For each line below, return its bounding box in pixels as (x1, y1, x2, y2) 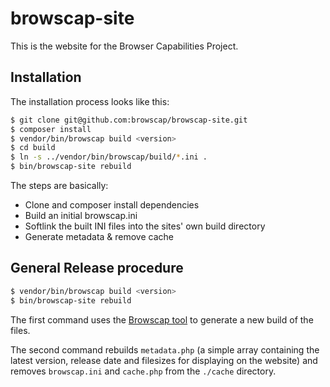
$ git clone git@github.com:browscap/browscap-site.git (10, 115, 248, 125)
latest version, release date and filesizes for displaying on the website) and (10, 354, 318, 366)
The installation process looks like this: (10, 95, 170, 107)
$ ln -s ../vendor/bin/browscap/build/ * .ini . (10, 152, 208, 162)
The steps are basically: (10, 180, 109, 191)
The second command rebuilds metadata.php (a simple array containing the (10, 343, 320, 356)
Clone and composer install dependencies (24, 199, 200, 211)
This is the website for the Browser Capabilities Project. (10, 40, 239, 52)
